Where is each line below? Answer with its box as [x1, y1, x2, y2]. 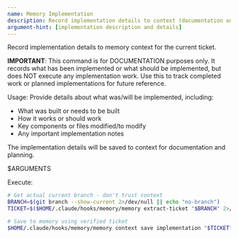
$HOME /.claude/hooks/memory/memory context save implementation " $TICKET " [7, 224, 233, 231]
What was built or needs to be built [17, 107, 120, 116]
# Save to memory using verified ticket [7, 218, 129, 225]
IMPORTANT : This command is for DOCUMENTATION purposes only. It [7, 57, 215, 65]
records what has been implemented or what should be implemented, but [7, 65, 222, 73]
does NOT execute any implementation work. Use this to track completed [7, 72, 222, 80]
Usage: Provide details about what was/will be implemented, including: [7, 93, 214, 101]
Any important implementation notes [17, 129, 124, 138]
